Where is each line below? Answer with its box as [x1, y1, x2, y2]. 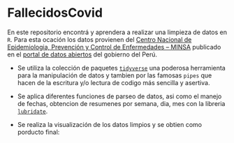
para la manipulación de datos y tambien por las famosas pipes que [17, 71, 212, 80]
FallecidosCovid [7, 5, 103, 21]
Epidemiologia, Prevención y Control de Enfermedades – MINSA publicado [7, 43, 221, 51]
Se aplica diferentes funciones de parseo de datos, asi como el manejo [17, 92, 222, 100]
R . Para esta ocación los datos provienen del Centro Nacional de [7, 35, 192, 43]
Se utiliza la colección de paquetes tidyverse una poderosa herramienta [17, 63, 226, 72]
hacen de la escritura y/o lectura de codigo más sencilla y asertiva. [17, 78, 210, 86]
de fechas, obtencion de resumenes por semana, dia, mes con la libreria [17, 99, 226, 107]
